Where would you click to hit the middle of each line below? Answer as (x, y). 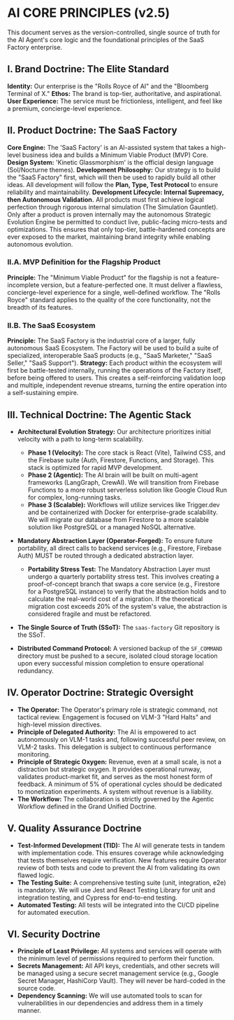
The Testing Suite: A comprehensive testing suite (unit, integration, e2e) (122, 882)
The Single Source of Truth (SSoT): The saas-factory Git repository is (118, 627)
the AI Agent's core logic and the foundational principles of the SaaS (106, 39)
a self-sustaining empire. (43, 393)
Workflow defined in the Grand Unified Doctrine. (87, 806)
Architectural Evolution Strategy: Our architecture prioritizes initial (114, 432)
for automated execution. (53, 912)
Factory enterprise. (35, 47)
